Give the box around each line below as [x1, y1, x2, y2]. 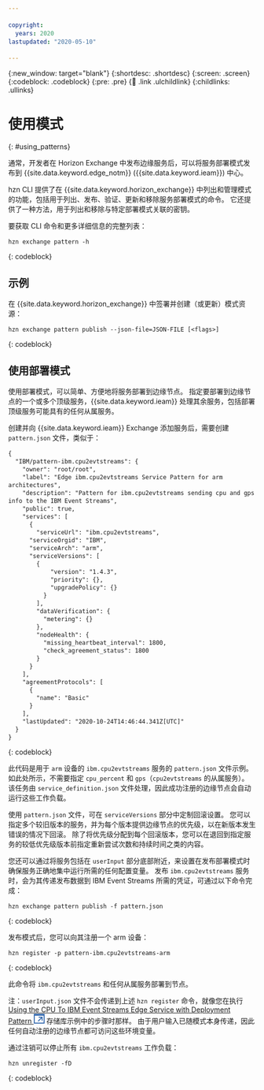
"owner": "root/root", [22, 465, 97, 473]
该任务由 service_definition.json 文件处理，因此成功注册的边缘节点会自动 [8, 783, 251, 792]
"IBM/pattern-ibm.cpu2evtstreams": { [15, 457, 139, 465]
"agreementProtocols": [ [22, 678, 104, 686]
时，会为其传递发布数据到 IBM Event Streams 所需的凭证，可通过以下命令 [8, 876, 246, 885]
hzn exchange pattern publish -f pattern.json [8, 902, 163, 910]
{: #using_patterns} [8, 142, 71, 151]
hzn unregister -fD [8, 1059, 72, 1067]
